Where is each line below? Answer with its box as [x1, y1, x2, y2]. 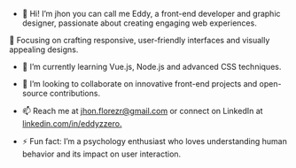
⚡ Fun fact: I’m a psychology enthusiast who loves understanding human [21, 136, 288, 146]
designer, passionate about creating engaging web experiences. [21, 18, 257, 28]
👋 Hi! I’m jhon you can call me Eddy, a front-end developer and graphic [21, 9, 281, 19]
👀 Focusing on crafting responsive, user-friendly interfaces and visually [9, 35, 270, 45]
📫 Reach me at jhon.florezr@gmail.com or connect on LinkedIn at [21, 106, 263, 116]
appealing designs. [9, 44, 79, 55]
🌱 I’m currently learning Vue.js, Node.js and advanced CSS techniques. [21, 62, 282, 72]
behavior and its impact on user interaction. [21, 149, 182, 159]
